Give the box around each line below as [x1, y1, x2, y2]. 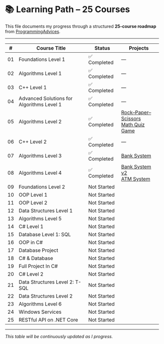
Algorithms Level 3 [19, 152, 62, 159]
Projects [129, 44, 149, 51]
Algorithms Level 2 [19, 118, 62, 125]
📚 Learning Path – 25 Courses [5, 4, 130, 15]
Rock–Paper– [121, 109, 151, 116]
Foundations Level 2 [19, 183, 65, 190]
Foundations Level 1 [19, 56, 65, 62]
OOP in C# [19, 239, 43, 245]
